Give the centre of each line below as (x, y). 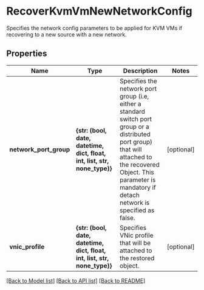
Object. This (137, 172)
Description (140, 71)
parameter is (138, 179)
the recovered (139, 164)
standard (132, 111)
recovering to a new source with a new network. (67, 34)
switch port (136, 119)
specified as (137, 210)
